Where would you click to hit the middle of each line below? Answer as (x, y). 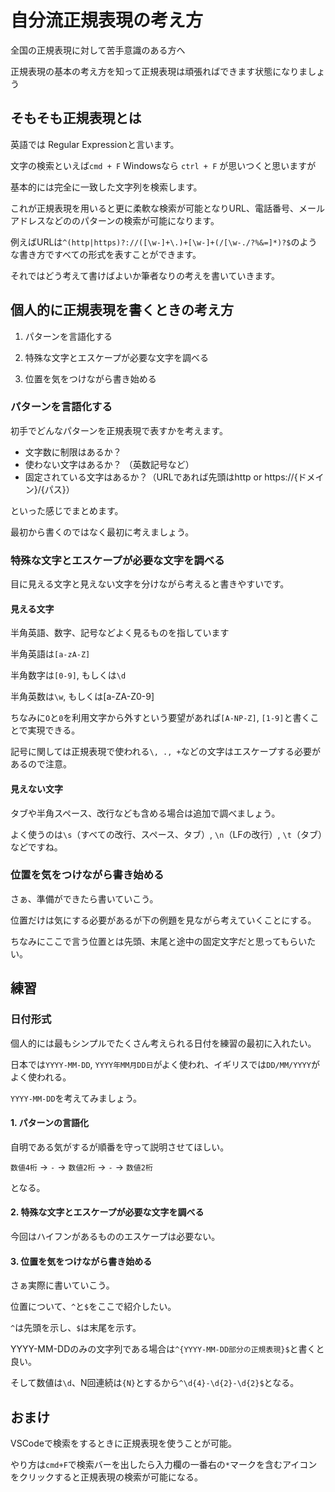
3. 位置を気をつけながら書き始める (81, 1261)
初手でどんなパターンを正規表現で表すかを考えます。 (119, 430)
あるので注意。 (41, 764)
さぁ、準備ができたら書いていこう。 (84, 898)
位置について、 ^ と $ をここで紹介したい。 (93, 1307)
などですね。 (36, 847)
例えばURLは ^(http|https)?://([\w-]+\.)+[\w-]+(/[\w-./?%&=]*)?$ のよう (164, 242)
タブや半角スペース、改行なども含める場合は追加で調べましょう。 (145, 813)
